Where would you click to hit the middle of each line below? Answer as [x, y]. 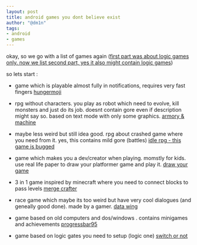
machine [26, 122]
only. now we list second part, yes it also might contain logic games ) [90, 62]
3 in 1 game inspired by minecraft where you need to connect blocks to [101, 182]
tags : [13, 28]
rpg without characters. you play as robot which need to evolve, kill [97, 103]
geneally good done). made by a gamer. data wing [76, 206]
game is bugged [35, 147]
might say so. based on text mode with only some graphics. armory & [100, 116]
